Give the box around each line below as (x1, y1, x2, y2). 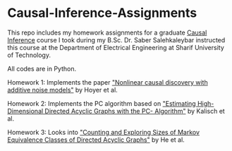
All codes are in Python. (7, 64, 77, 73)
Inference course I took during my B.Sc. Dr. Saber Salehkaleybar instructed (7, 35, 226, 44)
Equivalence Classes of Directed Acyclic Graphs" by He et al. (7, 135, 185, 144)
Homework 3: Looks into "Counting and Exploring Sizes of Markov (7, 128, 200, 136)
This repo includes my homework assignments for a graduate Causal (7, 28, 207, 37)
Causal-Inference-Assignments (7, 5, 197, 21)
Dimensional (7, 107, 44, 115)
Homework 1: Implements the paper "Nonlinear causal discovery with (7, 78, 208, 86)
